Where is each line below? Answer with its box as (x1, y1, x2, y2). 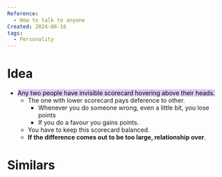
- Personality (13, 36, 54, 43)
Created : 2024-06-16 (7, 23, 67, 30)
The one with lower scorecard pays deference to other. (27, 96, 185, 105)
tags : (7, 29, 23, 37)
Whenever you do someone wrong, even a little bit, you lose (37, 103, 210, 112)
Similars (7, 158, 55, 174)
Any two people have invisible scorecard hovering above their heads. (17, 89, 215, 97)
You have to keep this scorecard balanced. (27, 126, 151, 134)
